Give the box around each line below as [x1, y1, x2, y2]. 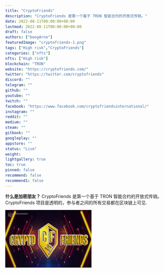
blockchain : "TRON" [5, 61, 46, 66]
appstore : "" [5, 141, 33, 146]
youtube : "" [5, 93, 30, 98]
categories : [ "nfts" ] [5, 50, 51, 55]
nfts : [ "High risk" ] [5, 56, 49, 61]
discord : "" [5, 77, 30, 83]
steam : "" [5, 125, 26, 130]
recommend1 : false [5, 178, 44, 183]
